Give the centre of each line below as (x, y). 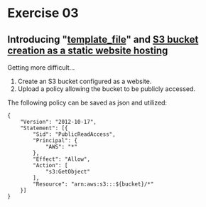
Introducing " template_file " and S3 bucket (103, 39)
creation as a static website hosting (88, 50)
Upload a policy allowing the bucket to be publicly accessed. (106, 89)
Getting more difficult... (41, 68)
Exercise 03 (43, 13)
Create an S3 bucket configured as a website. (85, 81)
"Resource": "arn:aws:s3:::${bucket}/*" (93, 184)
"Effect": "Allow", (62, 159)
